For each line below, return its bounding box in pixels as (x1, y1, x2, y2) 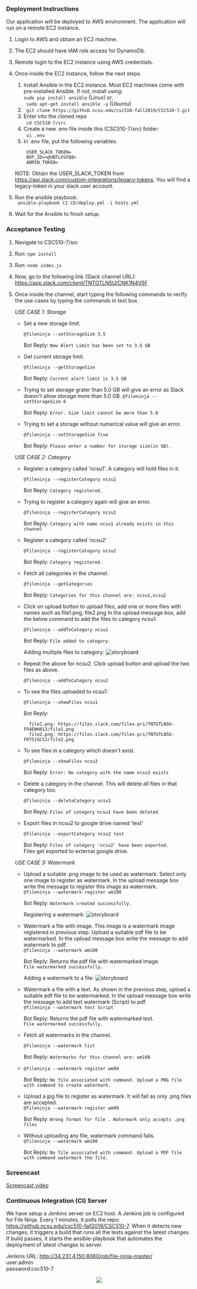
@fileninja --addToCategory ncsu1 (23, 627, 109, 633)
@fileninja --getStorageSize (23, 364, 96, 370)
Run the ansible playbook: (14, 194, 78, 201)
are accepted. (23, 1099, 58, 1106)
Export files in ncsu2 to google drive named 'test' (23, 819, 143, 827)
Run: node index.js (14, 261, 62, 268)
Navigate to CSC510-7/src (14, 238, 78, 246)
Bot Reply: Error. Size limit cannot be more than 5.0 (23, 409, 159, 416)
